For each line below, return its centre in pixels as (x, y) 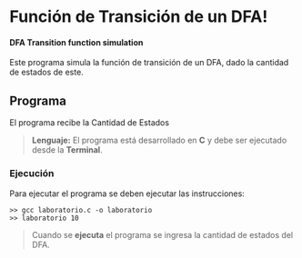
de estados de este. (46, 72)
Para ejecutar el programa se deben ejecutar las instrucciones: (127, 193)
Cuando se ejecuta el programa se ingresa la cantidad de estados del (162, 234)
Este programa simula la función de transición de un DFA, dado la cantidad (149, 63)
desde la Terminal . (67, 150)
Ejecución (32, 174)
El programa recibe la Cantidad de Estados (90, 123)
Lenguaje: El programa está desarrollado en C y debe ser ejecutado (159, 140)
